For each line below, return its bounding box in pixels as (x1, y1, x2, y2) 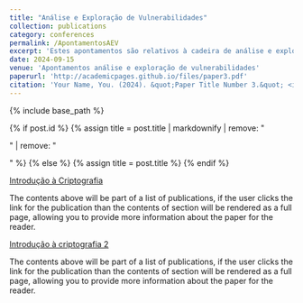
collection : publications (9, 22, 106, 31)
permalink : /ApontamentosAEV (9, 38, 119, 48)
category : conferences (9, 30, 95, 39)
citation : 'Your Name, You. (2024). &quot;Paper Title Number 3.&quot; (9, 80, 284, 89)
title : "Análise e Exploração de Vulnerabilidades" (9, 13, 207, 23)
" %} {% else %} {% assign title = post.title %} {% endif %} (9, 157, 230, 168)
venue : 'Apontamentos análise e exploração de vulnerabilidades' (9, 64, 260, 73)
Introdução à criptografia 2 (9, 238, 109, 249)
